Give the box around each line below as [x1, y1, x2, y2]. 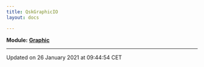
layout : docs [6, 14, 39, 21]
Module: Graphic [6, 36, 50, 43]
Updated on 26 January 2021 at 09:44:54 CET [6, 54, 123, 61]
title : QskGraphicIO [6, 8, 59, 15]
